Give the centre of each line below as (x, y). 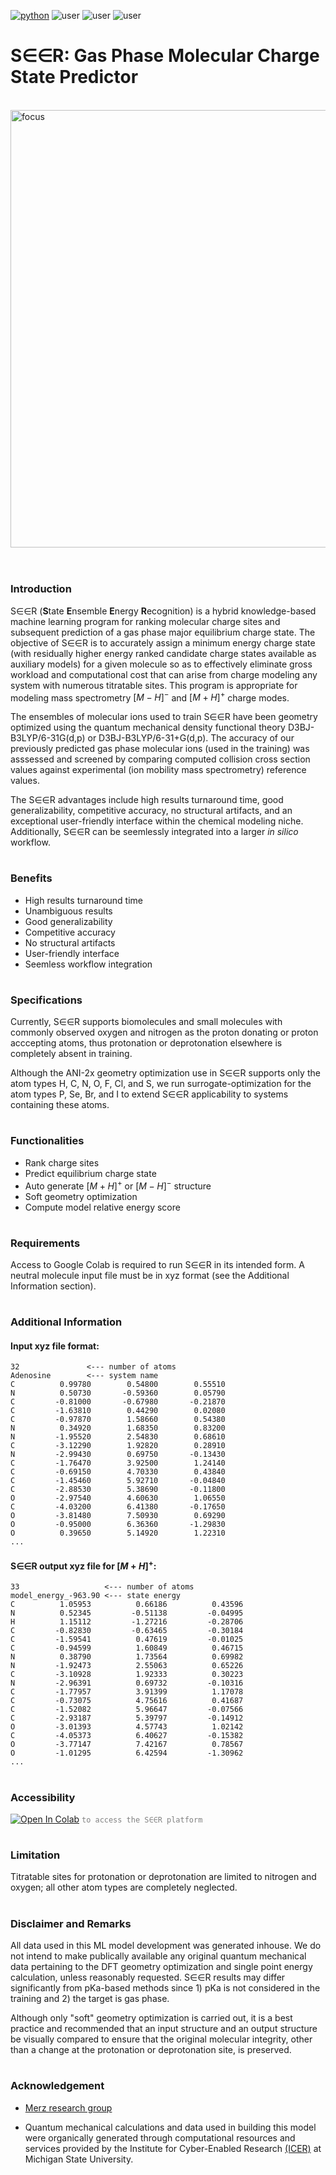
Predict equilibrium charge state (90, 1173)
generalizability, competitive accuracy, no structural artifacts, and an (151, 811)
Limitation (35, 1855)
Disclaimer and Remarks (71, 1923)
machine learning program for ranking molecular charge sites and (145, 621)
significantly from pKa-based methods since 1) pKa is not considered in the (165, 1988)
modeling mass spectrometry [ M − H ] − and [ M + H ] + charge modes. (150, 697)
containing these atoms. (60, 1105)
